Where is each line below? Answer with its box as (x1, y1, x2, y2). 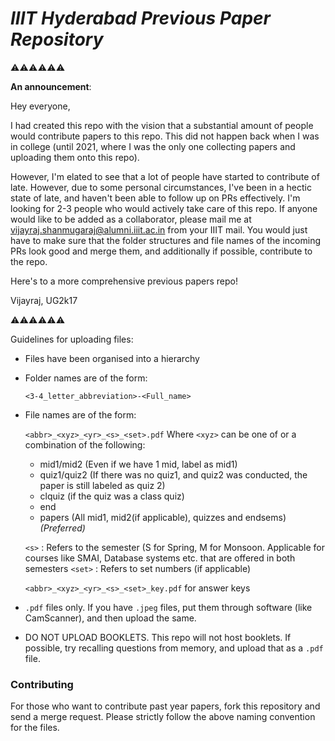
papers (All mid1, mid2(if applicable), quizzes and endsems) (39, 511, 287, 523)
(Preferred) (39, 522, 86, 534)
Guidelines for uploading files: (10, 333, 134, 345)
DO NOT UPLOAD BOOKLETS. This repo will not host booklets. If (24, 631, 292, 643)
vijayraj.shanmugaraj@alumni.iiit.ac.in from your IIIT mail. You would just (10, 223, 308, 236)
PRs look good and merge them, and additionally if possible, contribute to (10, 245, 313, 257)
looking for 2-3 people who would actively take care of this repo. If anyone (10, 202, 318, 214)
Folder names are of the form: (24, 372, 148, 384)
